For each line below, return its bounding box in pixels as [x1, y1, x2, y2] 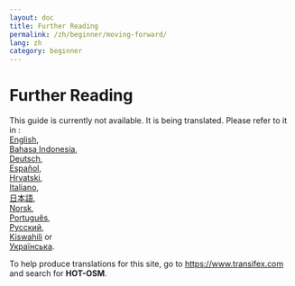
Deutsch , [9, 154, 43, 165]
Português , [9, 212, 51, 223]
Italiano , [9, 182, 39, 193]
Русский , [9, 222, 44, 233]
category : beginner [9, 47, 83, 56]
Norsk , [9, 203, 34, 214]
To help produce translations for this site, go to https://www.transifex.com [9, 258, 284, 270]
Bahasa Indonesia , [9, 144, 78, 155]
